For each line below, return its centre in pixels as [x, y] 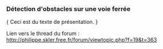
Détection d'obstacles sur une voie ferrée [69, 9]
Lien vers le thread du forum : [43, 33]
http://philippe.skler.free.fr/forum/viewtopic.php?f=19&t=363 [81, 40]
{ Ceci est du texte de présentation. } [52, 22]
